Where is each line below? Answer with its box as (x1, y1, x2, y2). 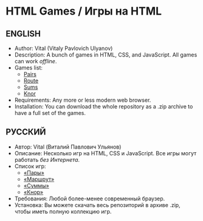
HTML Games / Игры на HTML (5, 4, 162, 18)
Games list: (14, 64, 43, 71)
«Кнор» (23, 188, 44, 195)
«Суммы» (23, 181, 49, 189)
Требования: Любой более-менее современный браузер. (14, 195, 165, 202)
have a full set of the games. (14, 110, 86, 116)
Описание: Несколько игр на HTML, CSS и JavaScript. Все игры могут (14, 149, 197, 156)
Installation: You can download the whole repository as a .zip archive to (14, 103, 193, 110)
